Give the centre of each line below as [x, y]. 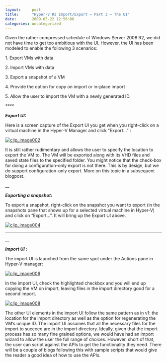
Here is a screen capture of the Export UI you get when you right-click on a [82, 125]
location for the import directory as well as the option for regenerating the [81, 318]
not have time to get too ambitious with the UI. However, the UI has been [79, 43]
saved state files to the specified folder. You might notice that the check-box [83, 160]
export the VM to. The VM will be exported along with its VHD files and [78, 155]
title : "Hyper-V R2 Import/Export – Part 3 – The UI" [68, 14]
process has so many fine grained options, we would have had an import [80, 334]
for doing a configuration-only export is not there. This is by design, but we [82, 166]
